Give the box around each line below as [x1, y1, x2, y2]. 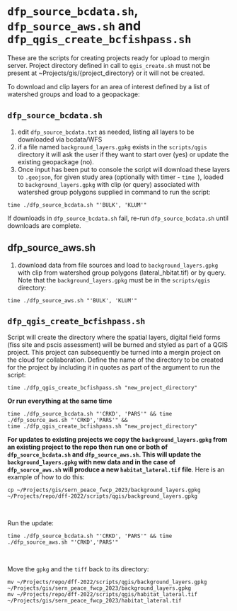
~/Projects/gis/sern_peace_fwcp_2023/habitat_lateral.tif [7, 598, 182, 605]
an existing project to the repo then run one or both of [7, 442, 168, 452]
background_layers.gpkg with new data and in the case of [7, 458, 175, 467]
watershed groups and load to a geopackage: [7, 90, 140, 98]
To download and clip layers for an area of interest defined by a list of [7, 82, 210, 91]
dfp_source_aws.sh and [7, 18, 141, 34]
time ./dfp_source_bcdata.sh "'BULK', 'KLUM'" [7, 201, 147, 208]
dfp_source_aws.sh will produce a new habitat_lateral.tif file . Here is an [7, 465, 225, 474]
